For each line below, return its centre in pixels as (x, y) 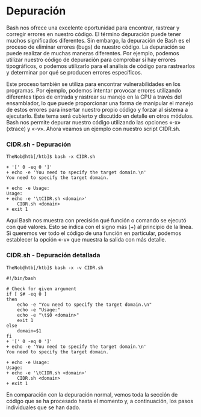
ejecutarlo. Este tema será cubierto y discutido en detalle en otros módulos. (100, 116)
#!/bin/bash (21, 278)
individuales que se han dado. (43, 407)
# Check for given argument (42, 289)
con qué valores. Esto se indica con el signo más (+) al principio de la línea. (100, 227)
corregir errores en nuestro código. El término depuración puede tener (94, 34)
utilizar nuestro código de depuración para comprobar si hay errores (91, 59)
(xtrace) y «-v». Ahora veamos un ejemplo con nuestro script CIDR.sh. (93, 129)
